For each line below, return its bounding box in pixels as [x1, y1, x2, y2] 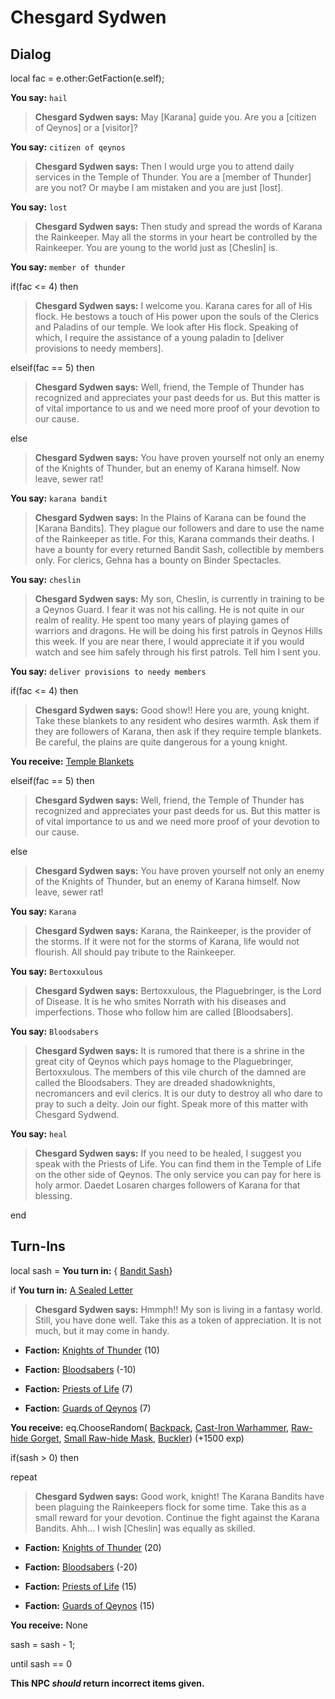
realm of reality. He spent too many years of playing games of [34, 614, 290, 626]
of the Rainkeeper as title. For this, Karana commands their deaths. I [34, 533, 315, 545]
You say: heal [10, 1128, 68, 1140]
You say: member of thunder [10, 261, 126, 273]
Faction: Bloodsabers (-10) [24, 1363, 137, 1375]
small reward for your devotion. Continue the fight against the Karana [34, 1511, 320, 1523]
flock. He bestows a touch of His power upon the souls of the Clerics [34, 311, 320, 322]
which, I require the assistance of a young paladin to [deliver [34, 332, 285, 343]
